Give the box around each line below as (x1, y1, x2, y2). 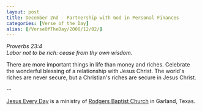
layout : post (6, 9, 40, 15)
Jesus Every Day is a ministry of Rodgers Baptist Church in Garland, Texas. (6, 98, 196, 105)
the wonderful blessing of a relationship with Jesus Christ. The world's (6, 68, 185, 75)
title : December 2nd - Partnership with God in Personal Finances (6, 15, 179, 21)
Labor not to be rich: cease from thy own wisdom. (6, 49, 133, 57)
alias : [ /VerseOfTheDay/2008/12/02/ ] (6, 26, 103, 32)
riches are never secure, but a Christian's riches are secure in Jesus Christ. (6, 74, 196, 81)
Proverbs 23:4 (6, 43, 43, 50)
